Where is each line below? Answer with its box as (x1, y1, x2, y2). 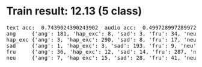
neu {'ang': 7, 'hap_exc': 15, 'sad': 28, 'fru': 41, (6, 54, 181, 61)
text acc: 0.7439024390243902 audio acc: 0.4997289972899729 (6, 24, 200, 31)
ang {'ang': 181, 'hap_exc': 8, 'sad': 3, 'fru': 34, (6, 30, 181, 37)
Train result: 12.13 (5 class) (6, 4, 142, 18)
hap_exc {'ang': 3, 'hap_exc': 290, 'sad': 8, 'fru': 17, (6, 36, 181, 43)
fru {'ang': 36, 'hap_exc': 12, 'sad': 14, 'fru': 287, (6, 48, 188, 55)
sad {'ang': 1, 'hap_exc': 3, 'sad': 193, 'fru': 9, (6, 42, 178, 49)
